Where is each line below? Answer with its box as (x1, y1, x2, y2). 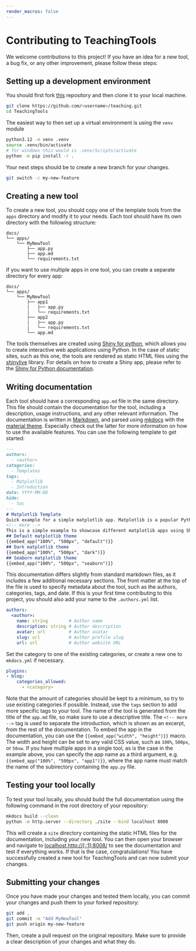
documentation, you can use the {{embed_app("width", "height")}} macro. (6, 732, 187, 739)
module (6, 125, 24, 132)
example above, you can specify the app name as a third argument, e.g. (6, 751, 178, 758)
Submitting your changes (6, 877, 100, 887)
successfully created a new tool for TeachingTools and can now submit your (6, 854, 190, 861)
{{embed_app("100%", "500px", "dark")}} (6, 550, 106, 555)
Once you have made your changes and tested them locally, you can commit (6, 893, 190, 900)
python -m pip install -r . (6, 153, 75, 159)
